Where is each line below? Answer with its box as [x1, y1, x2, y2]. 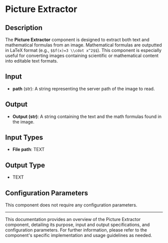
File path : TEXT [12, 146, 45, 152]
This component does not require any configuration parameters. [5, 202, 137, 208]
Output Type [5, 161, 45, 169]
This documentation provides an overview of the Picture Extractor [5, 216, 141, 222]
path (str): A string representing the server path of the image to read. [12, 85, 155, 91]
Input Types [5, 133, 43, 142]
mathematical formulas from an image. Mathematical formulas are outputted [5, 42, 162, 48]
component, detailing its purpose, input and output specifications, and [5, 221, 150, 228]
